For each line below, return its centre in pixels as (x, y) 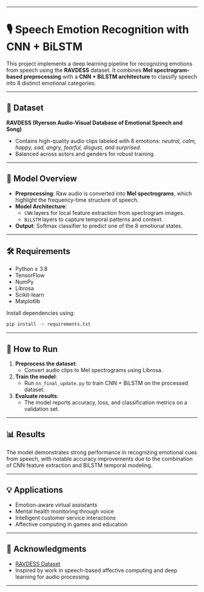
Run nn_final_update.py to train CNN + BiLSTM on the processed (106, 383)
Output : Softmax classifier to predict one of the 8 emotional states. (99, 225)
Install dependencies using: (41, 313)
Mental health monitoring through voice (64, 511)
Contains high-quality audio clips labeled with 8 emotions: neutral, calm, (106, 141)
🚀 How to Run (32, 349)
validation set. (42, 409)
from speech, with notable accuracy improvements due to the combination (100, 459)
